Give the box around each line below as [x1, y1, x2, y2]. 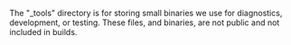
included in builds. [9, 27, 78, 37]
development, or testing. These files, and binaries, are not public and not [9, 17, 280, 28]
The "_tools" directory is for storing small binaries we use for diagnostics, [9, 8, 283, 18]
